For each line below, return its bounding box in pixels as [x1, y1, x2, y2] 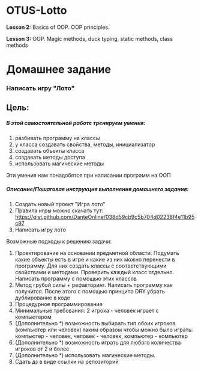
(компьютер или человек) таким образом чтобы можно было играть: [14, 326, 193, 334]
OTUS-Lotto [6, 4, 67, 17]
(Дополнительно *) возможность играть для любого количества [14, 339, 181, 346]
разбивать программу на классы [14, 135, 100, 142]
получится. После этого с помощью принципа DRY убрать [14, 288, 165, 295]
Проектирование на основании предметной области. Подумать [14, 250, 179, 257]
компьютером [14, 313, 52, 320]
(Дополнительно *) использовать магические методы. [14, 352, 156, 359]
